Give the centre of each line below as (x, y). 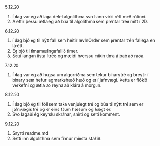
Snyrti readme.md (30, 133)
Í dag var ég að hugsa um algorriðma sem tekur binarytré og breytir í (80, 75)
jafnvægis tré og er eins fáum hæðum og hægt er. (62, 109)
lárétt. (18, 46)
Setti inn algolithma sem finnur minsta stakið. (57, 138)
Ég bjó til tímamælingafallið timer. (45, 51)
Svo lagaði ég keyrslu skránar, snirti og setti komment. (66, 114)
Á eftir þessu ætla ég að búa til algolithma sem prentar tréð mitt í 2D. (80, 22)
